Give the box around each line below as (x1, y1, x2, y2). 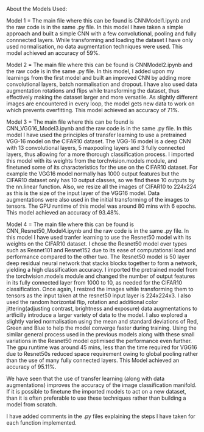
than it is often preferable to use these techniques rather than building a (6, 394, 186, 402)
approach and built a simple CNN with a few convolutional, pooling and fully (6, 30, 197, 37)
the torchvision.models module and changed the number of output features (6, 272, 195, 280)
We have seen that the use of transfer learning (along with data (6, 375, 165, 382)
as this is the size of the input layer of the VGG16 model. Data (6, 189, 160, 197)
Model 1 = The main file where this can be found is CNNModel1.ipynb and (6, 17, 191, 24)
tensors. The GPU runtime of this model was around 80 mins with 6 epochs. (6, 202, 197, 210)
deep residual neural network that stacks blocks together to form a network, (6, 260, 198, 267)
